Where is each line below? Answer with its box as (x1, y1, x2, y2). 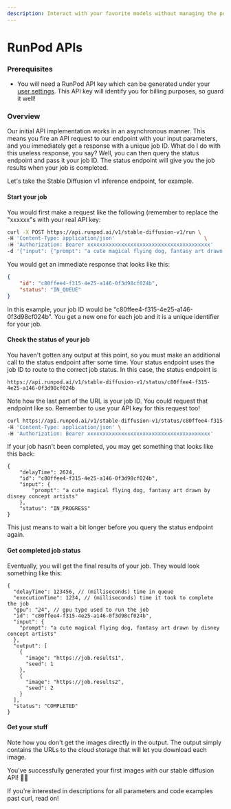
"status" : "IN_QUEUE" (19, 286, 81, 293)
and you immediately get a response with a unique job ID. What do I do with (7, 142, 221, 150)
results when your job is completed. (7, 164, 109, 172)
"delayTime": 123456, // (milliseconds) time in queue (13, 588, 174, 595)
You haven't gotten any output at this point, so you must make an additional (7, 351, 221, 359)
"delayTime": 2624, (19, 469, 76, 476)
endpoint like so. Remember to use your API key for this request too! (7, 403, 201, 412)
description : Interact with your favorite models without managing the (7, 10, 217, 17)
